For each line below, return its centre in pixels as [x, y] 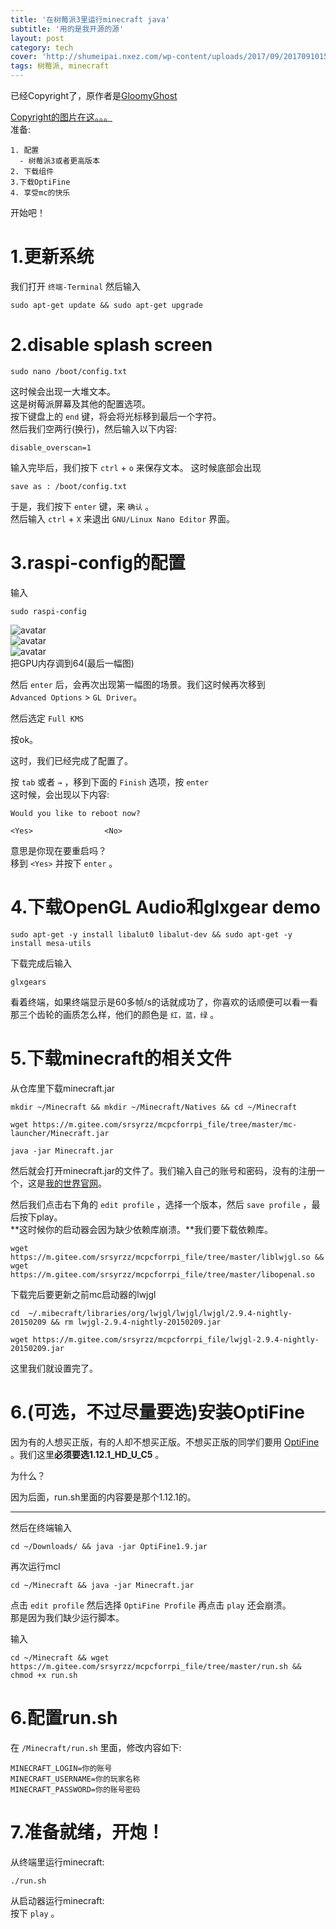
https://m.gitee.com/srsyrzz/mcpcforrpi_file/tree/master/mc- [165, 1124]
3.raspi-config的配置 [98, 563]
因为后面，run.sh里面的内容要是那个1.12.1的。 [103, 1497]
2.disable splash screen [111, 345]
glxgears [28, 982]
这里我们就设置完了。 [54, 1368]
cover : [24, 57]
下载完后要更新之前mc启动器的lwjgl [83, 1294]
